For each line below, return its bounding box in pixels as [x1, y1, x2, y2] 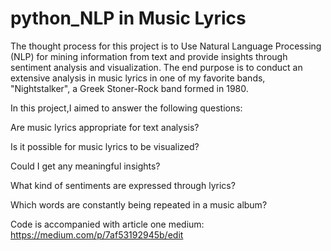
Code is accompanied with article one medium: [10, 218, 205, 230]
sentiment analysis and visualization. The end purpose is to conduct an [10, 61, 303, 73]
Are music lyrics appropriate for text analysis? [10, 121, 200, 133]
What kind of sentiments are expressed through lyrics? [10, 179, 236, 191]
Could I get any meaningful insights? [10, 160, 161, 172]
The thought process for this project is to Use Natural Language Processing [10, 40, 322, 52]
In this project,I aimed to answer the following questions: [10, 102, 243, 114]
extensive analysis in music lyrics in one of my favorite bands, [10, 72, 266, 84]
